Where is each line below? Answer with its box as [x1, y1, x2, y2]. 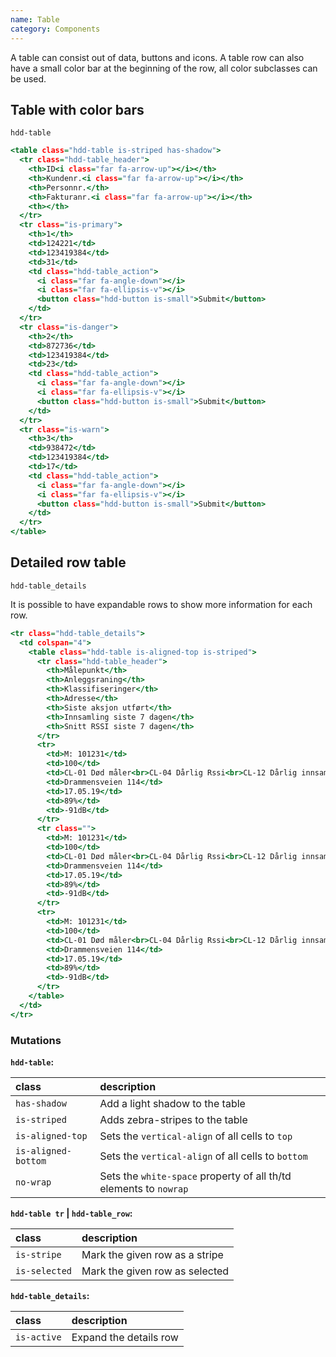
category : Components [10, 24, 101, 34]
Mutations [10, 1033, 62, 1047]
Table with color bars [10, 101, 145, 118]
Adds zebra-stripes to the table [99, 1112, 248, 1126]
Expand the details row [71, 1330, 179, 1344]
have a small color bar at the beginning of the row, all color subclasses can [10, 62, 318, 74]
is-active [15, 1331, 62, 1343]
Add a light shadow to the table [99, 1096, 246, 1110]
